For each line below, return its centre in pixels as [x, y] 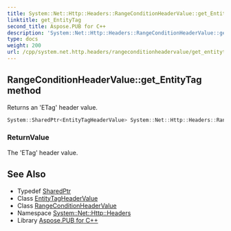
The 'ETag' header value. [43, 152]
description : [26, 33]
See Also [26, 174]
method [24, 91]
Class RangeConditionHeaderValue [67, 205]
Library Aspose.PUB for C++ [57, 220]
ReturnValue [28, 137]
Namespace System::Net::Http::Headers [74, 213]
